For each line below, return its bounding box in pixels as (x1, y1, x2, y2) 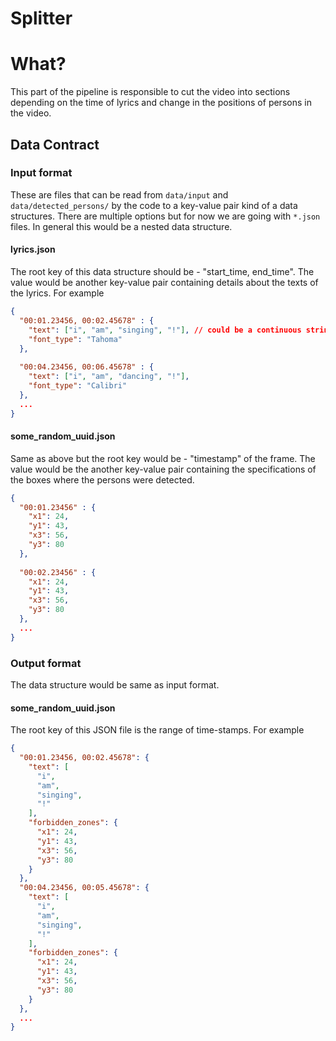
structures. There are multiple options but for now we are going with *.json (10, 210, 321, 222)
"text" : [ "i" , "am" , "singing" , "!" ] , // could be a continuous (28, 325, 302, 335)
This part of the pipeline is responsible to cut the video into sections (10, 86, 291, 98)
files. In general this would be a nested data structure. (10, 220, 233, 232)
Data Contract (10, 136, 100, 153)
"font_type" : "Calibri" (28, 381, 128, 391)
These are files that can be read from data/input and (10, 188, 229, 201)
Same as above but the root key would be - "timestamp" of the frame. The (10, 452, 316, 464)
